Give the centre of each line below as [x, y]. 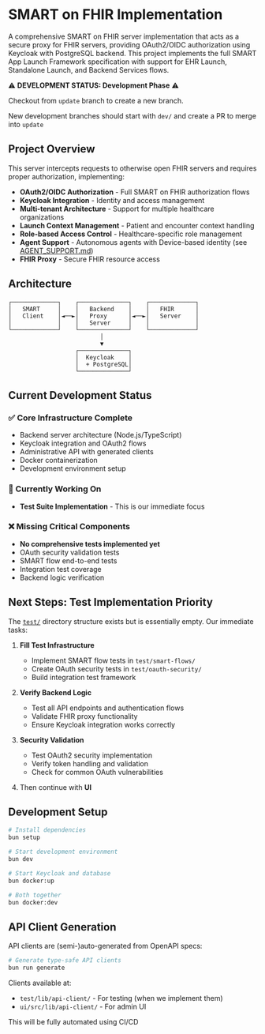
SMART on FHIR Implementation [116, 15]
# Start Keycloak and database [60, 873]
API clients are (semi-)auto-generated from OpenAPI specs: [105, 946]
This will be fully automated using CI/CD [73, 1022]
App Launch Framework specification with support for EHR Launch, [118, 62]
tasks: [18, 630]
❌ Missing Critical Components [69, 527]
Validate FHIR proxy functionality [84, 716]
